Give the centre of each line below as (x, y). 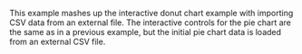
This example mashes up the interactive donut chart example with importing (151, 13)
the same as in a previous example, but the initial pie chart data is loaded (146, 32)
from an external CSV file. (58, 41)
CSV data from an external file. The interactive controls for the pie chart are (151, 22)
